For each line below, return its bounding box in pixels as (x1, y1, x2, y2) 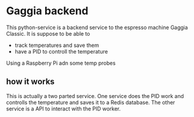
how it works (6, 77, 55, 87)
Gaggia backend (6, 4, 89, 18)
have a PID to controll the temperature (14, 48, 108, 55)
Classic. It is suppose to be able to (6, 30, 90, 37)
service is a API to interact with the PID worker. (6, 105, 121, 112)
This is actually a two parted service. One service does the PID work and (6, 92, 184, 99)
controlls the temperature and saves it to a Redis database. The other (6, 99, 176, 106)
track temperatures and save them (14, 42, 99, 49)
